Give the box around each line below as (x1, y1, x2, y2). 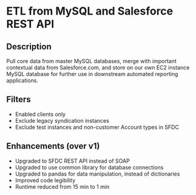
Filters (6, 94, 32, 104)
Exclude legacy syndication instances (15, 117, 109, 124)
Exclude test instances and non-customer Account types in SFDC (15, 123, 179, 131)
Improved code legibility (15, 176, 76, 183)
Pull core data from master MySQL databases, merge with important (6, 58, 177, 64)
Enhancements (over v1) (6, 141, 100, 151)
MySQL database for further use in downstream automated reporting (6, 70, 178, 77)
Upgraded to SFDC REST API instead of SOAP (15, 157, 130, 165)
